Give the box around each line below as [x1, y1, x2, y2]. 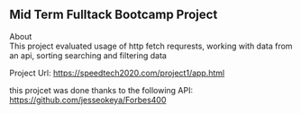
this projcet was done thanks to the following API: [9, 84, 194, 95]
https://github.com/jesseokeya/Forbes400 [9, 94, 167, 105]
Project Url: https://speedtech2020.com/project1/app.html [9, 67, 225, 78]
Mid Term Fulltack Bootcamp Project [9, 7, 218, 22]
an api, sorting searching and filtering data [9, 49, 167, 61]
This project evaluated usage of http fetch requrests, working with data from [9, 40, 293, 51]
